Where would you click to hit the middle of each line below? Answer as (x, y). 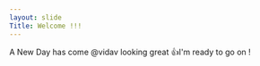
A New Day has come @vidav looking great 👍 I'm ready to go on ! (130, 52)
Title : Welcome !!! (46, 26)
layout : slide (36, 17)
